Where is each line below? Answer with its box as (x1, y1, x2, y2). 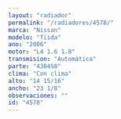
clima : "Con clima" (8, 70, 72, 78)
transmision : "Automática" (8, 56, 97, 63)
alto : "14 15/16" (8, 77, 65, 85)
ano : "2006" (8, 41, 47, 49)
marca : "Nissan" (8, 26, 61, 34)
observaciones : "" (8, 92, 68, 99)
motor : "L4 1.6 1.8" (8, 48, 76, 56)
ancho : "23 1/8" (8, 84, 61, 92)
